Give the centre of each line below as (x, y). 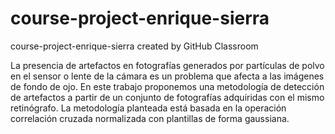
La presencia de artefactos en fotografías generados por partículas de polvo (167, 65)
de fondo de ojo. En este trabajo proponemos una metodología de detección (167, 86)
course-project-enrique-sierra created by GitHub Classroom (134, 46)
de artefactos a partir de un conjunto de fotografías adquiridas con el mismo (167, 97)
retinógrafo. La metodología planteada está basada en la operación (148, 108)
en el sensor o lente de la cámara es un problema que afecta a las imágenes (167, 76)
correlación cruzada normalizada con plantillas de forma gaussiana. (150, 118)
